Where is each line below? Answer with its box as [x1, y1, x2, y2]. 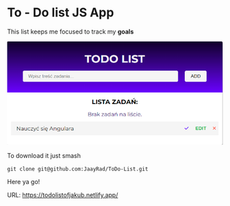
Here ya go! [7, 178, 40, 186]
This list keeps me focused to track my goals [7, 27, 134, 36]
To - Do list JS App [7, 5, 114, 21]
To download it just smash [7, 152, 81, 160]
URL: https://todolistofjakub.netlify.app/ [7, 191, 118, 199]
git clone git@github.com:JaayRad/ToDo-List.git [7, 166, 149, 172]
